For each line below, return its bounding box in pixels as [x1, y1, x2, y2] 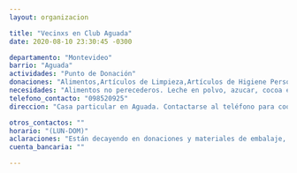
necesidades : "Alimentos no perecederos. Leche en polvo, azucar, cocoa [9, 86, 283, 94]
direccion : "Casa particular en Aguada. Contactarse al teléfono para [9, 102, 275, 111]
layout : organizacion [9, 12, 89, 22]
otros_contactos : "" [9, 118, 86, 127]
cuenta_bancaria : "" [9, 143, 86, 152]
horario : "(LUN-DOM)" [9, 126, 89, 135]
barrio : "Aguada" [9, 61, 73, 71]
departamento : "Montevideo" [9, 53, 113, 62]
